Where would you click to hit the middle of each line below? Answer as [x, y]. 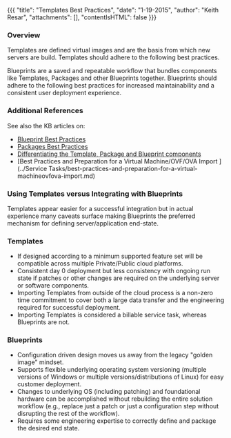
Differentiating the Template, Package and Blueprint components [109, 154]
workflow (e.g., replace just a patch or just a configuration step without [118, 406]
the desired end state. [48, 428]
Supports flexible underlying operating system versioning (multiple [112, 370]
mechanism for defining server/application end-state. [83, 223]
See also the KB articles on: [46, 126]
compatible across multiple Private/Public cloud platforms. [100, 263]
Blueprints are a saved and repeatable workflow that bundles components [112, 71]
